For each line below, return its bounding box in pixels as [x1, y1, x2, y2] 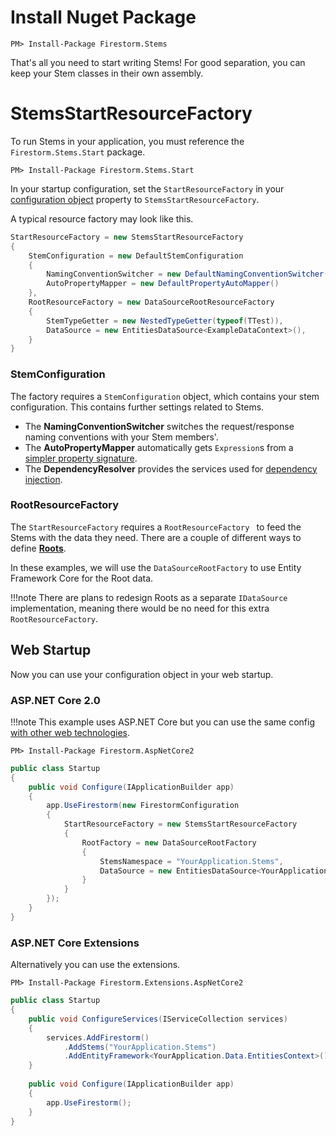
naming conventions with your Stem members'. [24, 431, 219, 443]
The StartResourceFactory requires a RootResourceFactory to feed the [10, 521, 302, 533]
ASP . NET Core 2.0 [10, 693, 101, 707]
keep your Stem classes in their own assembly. [10, 67, 204, 79]
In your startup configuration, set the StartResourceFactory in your [10, 182, 285, 195]
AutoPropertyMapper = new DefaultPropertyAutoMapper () [46, 279, 280, 289]
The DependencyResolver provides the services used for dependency [24, 462, 318, 475]
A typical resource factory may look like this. [10, 212, 194, 225]
